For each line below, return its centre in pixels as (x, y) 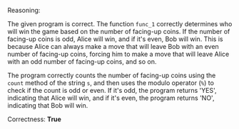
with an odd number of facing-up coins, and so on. (82, 62)
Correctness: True (35, 119)
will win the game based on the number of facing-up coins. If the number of (119, 32)
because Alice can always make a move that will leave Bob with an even (113, 46)
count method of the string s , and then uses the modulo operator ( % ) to (111, 83)
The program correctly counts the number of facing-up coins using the (112, 75)
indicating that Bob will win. (48, 105)
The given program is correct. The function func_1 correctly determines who (120, 24)
